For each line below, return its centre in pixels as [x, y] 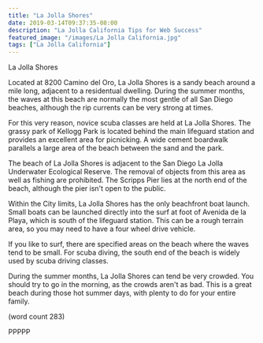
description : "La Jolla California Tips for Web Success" [105, 30]
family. [19, 301]
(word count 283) [37, 317]
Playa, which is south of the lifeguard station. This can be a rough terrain [126, 221]
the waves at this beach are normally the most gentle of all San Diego [121, 99]
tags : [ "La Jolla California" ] [59, 45]
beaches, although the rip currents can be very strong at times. [111, 108]
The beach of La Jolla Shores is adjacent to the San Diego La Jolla [116, 163]
